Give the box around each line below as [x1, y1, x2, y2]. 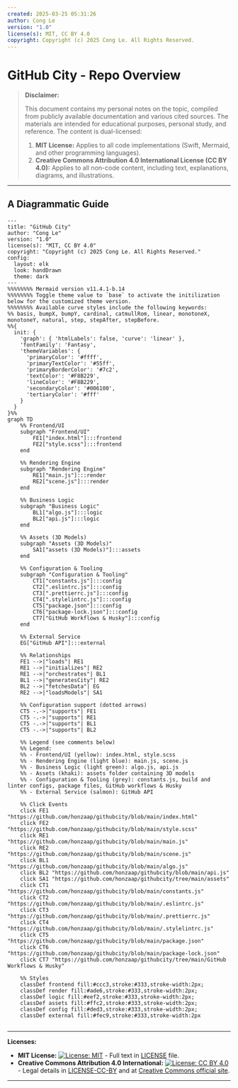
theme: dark [13, 273, 50, 280]
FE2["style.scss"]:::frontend [33, 441, 122, 448]
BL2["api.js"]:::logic [33, 515, 100, 522]
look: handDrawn [13, 267, 62, 274]
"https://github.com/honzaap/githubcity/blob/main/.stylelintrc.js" [7, 925, 214, 932]
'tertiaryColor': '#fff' [25, 391, 100, 398]
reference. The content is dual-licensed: [24, 127, 142, 136]
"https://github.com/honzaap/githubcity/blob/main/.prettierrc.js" [7, 913, 211, 920]
